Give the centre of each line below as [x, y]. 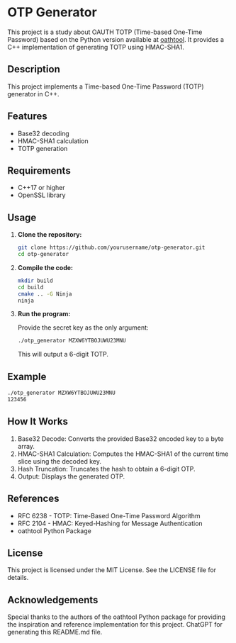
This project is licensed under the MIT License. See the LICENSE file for [112, 570]
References [33, 499]
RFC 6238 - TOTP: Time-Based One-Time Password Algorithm [109, 515]
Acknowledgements [53, 600]
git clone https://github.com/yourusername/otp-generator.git [111, 248]
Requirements [39, 170]
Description [34, 69]
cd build [30, 287]
